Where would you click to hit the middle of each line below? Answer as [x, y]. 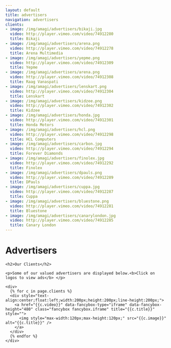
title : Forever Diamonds [36, 154]
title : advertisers [26, 15]
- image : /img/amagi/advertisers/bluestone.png [57, 201]
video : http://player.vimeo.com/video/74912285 [62, 221]
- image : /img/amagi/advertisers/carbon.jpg [54, 144]
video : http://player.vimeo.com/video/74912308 [62, 77]
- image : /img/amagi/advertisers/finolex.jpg [55, 158]
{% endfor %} [24, 336]
